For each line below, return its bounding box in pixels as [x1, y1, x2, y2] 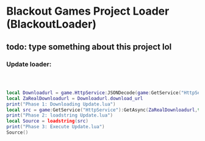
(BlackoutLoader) [6, 17, 96, 31]
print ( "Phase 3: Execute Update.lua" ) [6, 124, 105, 130]
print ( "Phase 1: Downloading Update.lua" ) [6, 101, 116, 107]
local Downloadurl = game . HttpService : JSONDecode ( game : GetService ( [6, 90, 182, 96]
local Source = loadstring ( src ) [6, 118, 88, 125]
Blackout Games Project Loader [6, 4, 170, 18]
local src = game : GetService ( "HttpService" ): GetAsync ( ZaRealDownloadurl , [6, 107, 198, 113]
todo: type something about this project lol [6, 42, 172, 52]
